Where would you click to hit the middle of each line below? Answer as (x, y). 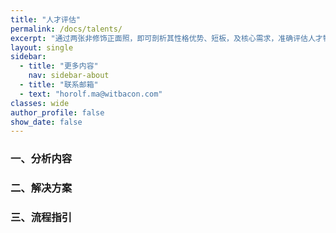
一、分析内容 (41, 159)
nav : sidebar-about (69, 76)
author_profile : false (57, 112)
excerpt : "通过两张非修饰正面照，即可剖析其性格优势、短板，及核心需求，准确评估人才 (166, 38)
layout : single (42, 47)
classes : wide (40, 103)
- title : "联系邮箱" (59, 85)
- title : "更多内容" (59, 66)
